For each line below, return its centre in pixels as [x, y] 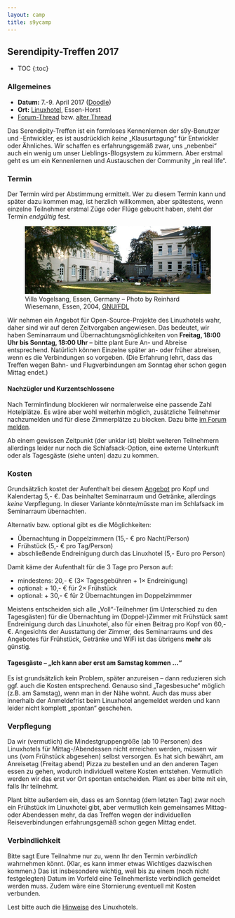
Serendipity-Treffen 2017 [63, 52]
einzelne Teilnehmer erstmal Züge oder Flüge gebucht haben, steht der [110, 209]
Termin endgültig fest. [39, 216]
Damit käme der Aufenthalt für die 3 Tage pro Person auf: [90, 567]
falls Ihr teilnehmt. [33, 787]
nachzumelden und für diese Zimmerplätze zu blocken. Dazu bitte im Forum [117, 419]
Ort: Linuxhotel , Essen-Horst [59, 110]
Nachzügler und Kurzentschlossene [61, 389]
